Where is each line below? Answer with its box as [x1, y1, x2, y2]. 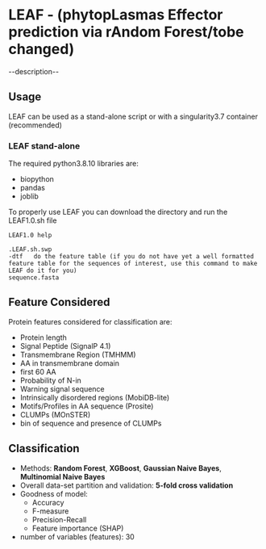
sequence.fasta [8, 274, 60, 282]
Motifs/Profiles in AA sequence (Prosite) [19, 401, 154, 411]
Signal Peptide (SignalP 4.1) [19, 341, 111, 350]
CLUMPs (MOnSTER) [19, 409, 91, 419]
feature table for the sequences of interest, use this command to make [8, 260, 258, 268]
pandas [19, 183, 46, 193]
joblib [19, 191, 39, 201]
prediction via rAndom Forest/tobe [8, 23, 244, 41]
